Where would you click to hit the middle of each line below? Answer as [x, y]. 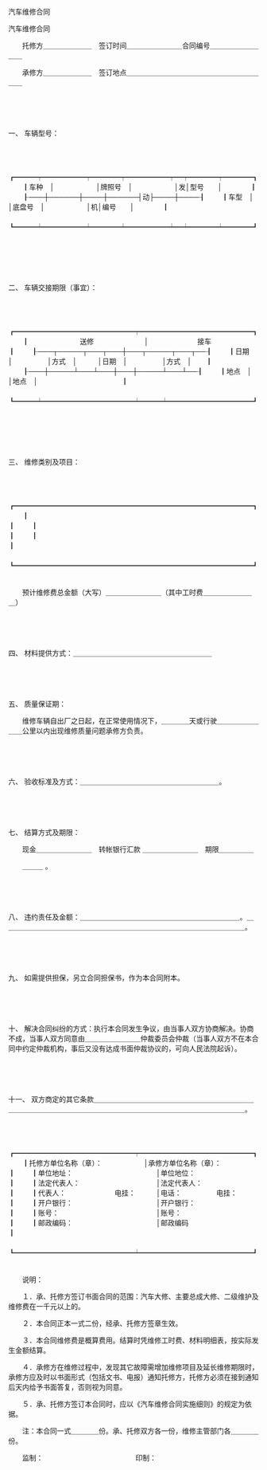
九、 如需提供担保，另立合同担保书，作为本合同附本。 [96, 978]
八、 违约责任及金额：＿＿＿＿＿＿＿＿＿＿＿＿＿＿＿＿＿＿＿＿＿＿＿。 [128, 917]
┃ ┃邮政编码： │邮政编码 [99, 1223]
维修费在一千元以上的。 [46, 1306]
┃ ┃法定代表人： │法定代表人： [105, 1183]
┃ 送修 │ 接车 [117, 341]
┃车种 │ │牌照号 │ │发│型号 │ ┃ [139, 187]
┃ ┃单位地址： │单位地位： [102, 1173]
